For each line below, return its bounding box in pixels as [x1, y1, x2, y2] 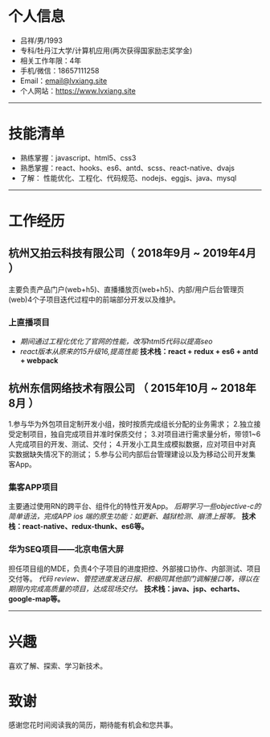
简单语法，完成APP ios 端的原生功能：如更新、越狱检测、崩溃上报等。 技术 [8, 511, 256, 521]
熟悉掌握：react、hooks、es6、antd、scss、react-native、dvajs [19, 163, 235, 173]
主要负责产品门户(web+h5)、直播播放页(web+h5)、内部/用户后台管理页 [8, 284, 245, 294]
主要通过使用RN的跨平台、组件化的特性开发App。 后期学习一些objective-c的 [8, 502, 261, 511]
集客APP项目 [8, 481, 59, 493]
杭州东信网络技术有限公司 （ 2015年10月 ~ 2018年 [8, 381, 256, 395]
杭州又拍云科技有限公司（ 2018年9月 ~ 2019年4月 [8, 247, 257, 260]
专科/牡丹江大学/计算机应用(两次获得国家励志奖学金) [19, 45, 193, 55]
